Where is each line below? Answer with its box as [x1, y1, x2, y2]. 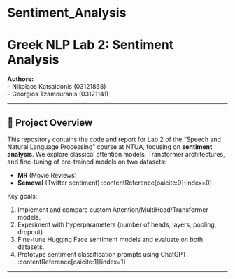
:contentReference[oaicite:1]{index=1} [17, 257, 127, 266]
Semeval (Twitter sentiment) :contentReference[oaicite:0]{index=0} [17, 178, 213, 187]
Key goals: [7, 192, 38, 200]
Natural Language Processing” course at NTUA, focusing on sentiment [7, 142, 213, 151]
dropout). [17, 227, 45, 236]
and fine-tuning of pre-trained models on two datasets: [7, 157, 166, 166]
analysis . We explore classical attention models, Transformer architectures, [7, 150, 225, 158]
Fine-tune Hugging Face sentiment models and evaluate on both [17, 235, 204, 243]
